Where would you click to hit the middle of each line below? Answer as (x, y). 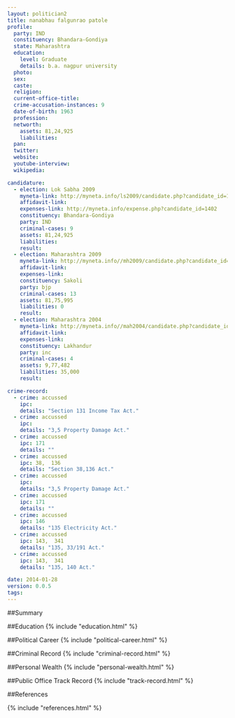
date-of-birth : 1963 (43, 111)
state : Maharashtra (42, 46)
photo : (23, 72)
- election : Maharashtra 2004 (57, 320)
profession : (31, 118)
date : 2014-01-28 (33, 580)
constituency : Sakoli (51, 280)
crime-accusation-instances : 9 (59, 105)
